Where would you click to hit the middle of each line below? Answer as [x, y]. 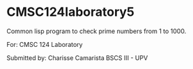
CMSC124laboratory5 [71, 12]
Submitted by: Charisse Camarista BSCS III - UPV [77, 58]
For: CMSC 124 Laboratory [45, 44]
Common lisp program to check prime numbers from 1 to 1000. [96, 31]
